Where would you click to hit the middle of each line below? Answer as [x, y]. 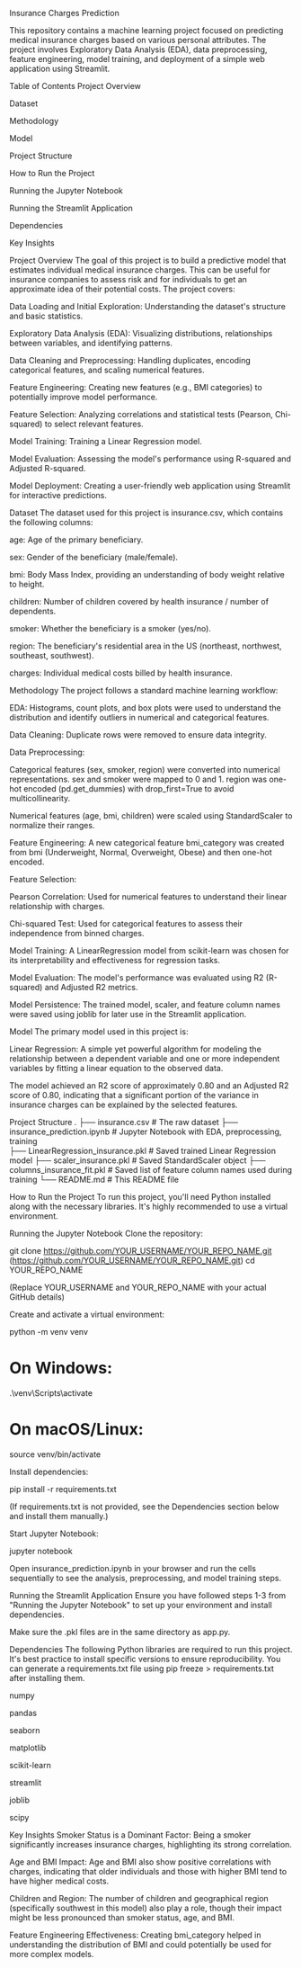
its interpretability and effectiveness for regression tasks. [115, 960]
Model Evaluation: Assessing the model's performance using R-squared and [150, 459]
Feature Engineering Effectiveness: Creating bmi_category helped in [136, 1935]
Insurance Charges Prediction [64, 13]
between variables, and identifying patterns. [91, 343]
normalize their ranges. [52, 825]
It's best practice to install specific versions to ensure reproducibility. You [145, 1659]
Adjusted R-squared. [48, 468]
